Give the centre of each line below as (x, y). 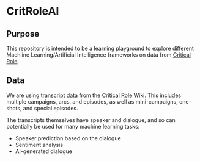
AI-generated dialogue (43, 151)
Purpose (23, 34)
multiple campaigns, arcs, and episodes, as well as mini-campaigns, (92, 101)
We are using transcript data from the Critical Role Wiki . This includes (94, 95)
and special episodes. (50, 108)
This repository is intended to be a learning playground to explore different (100, 48)
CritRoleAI (33, 11)
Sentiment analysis (39, 145)
